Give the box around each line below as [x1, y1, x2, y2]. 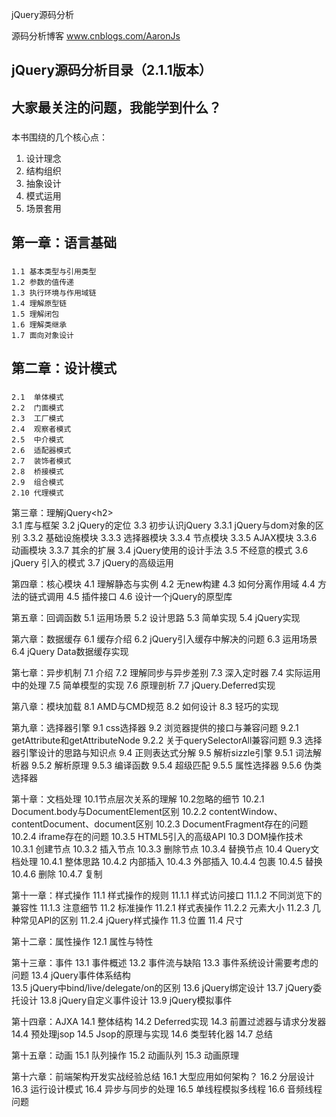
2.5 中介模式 [11, 435, 64, 445]
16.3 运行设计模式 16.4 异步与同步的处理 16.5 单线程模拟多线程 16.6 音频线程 [11, 1083, 323, 1095]
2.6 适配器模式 [11, 446, 72, 456]
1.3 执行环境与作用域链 [11, 288, 97, 298]
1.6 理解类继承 [11, 320, 68, 330]
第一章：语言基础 [11, 234, 117, 252]
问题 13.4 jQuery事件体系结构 [11, 969, 131, 982]
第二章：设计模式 [11, 360, 117, 377]
